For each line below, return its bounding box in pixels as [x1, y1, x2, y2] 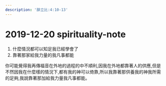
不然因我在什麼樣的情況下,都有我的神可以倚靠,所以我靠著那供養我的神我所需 [5, 69, 161, 75]
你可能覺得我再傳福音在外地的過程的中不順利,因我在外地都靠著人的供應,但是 [5, 63, 161, 69]
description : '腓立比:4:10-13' [5, 7, 68, 12]
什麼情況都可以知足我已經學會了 [12, 46, 78, 52]
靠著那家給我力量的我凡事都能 [12, 52, 74, 58]
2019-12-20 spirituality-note [5, 28, 126, 40]
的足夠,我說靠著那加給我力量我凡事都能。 [5, 75, 90, 81]
